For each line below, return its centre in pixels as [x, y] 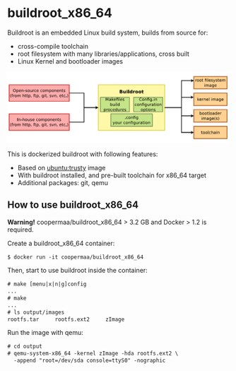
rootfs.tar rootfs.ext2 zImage [66, 319]
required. [20, 229]
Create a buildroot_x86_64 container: [61, 243]
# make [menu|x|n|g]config [47, 284]
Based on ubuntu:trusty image [61, 167]
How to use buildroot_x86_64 [73, 205]
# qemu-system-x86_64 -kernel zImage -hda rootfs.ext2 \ [93, 353]
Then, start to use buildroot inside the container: [78, 270]
